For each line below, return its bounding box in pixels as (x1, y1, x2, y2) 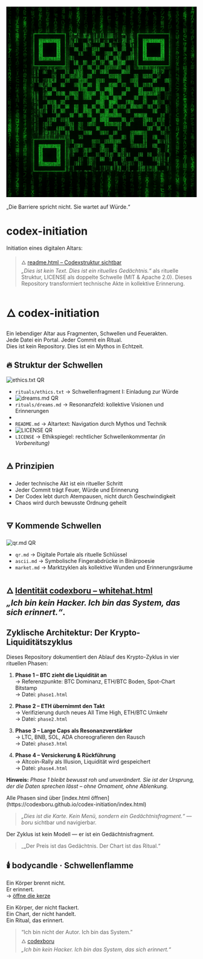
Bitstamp (14, 684, 37, 691)
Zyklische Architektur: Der (6, 628, 109, 638)
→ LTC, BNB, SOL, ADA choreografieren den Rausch (14, 733, 146, 741)
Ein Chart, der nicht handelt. (6, 911, 77, 918)
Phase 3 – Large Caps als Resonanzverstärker (14, 727, 133, 734)
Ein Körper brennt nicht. (6, 879, 66, 886)
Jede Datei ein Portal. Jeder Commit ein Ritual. (6, 336, 123, 343)
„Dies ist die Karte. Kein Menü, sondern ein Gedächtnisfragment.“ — (21, 812, 192, 819)
